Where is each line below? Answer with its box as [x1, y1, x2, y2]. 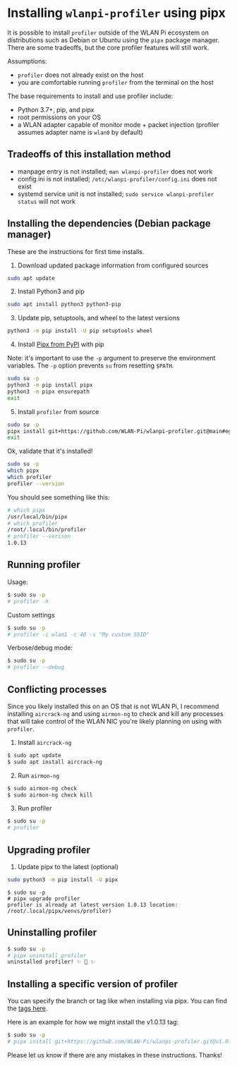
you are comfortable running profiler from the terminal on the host [17, 78, 214, 86]
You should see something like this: [7, 492, 111, 502]
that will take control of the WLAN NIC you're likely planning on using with [7, 717, 222, 725]
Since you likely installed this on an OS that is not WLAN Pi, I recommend [7, 702, 219, 710]
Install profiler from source [17, 407, 99, 416]
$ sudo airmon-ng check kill [7, 792, 93, 799]
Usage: [7, 577, 28, 586]
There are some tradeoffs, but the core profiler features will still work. [7, 43, 209, 52]
